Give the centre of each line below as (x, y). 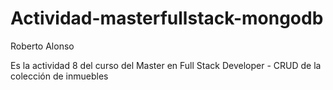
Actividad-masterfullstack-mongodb (167, 18)
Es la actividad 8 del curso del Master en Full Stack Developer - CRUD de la (166, 65)
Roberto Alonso (42, 46)
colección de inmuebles (59, 76)
